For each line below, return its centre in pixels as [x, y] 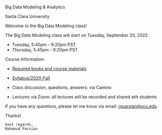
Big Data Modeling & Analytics [35, 7]
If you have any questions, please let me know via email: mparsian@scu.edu [81, 106]
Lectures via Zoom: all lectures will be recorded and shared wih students [84, 97]
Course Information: [25, 59]
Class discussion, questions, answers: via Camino [62, 87]
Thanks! [13, 116]
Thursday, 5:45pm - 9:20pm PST [45, 50]
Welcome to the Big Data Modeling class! [46, 26]
